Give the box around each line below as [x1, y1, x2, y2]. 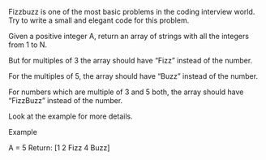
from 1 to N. [8, 40, 47, 50]
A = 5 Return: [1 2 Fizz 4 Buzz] [8, 143, 110, 153]
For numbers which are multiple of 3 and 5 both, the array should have [8, 87, 244, 97]
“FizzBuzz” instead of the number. [8, 96, 123, 105]
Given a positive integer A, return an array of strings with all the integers [8, 32, 250, 41]
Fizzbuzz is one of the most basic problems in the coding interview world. [8, 7, 255, 16]
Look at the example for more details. [8, 111, 133, 121]
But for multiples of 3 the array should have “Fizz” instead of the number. [8, 56, 253, 65]
